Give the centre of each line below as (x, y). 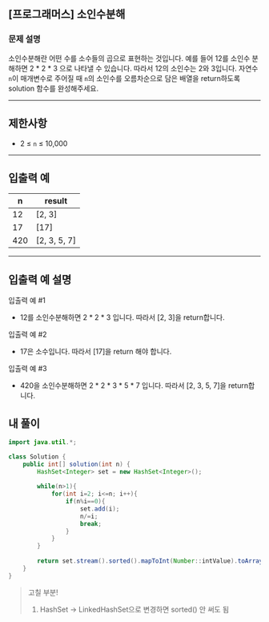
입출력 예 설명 (40, 279)
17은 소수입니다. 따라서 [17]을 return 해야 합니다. (96, 352)
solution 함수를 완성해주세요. (53, 88)
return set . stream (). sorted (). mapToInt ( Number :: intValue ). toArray (150, 561)
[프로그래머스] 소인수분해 (67, 14)
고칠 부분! (43, 592)
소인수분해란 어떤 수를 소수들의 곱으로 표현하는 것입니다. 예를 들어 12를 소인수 (129, 58)
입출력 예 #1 (27, 301)
